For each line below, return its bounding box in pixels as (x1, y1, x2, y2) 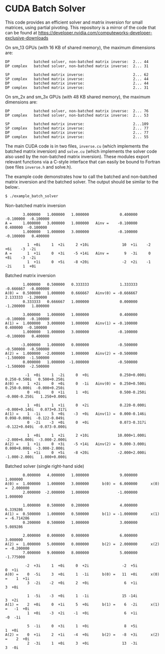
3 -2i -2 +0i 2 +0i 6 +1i (27, 580, 138, 585)
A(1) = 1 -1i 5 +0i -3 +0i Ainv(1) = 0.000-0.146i (5, 411, 147, 416)
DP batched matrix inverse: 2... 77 (5, 130, 149, 135)
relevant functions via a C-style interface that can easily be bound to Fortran (5, 159, 161, 165)
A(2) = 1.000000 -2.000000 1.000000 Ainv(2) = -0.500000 (5, 351, 138, 356)
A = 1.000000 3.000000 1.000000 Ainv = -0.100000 (5, 220, 138, 226)
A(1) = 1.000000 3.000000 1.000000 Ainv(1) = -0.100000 (5, 321, 138, 326)
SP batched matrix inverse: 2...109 (5, 121, 149, 126)
